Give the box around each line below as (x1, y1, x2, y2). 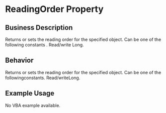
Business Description (5, 23, 73, 32)
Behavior (5, 56, 34, 65)
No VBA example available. (5, 102, 61, 108)
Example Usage (5, 89, 55, 98)
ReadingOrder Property (5, 3, 104, 15)
